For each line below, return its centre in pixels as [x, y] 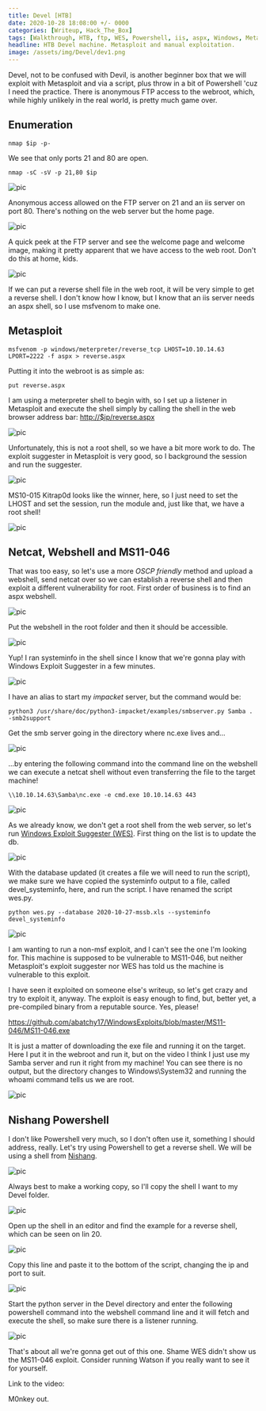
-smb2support [30, 719]
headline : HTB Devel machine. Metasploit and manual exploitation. [122, 45]
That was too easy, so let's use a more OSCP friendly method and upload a [131, 571]
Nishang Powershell [59, 1120]
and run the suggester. [45, 464]
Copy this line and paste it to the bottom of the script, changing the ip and [129, 1265]
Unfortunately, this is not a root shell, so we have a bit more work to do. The [132, 448]
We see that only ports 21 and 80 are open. [78, 158]
